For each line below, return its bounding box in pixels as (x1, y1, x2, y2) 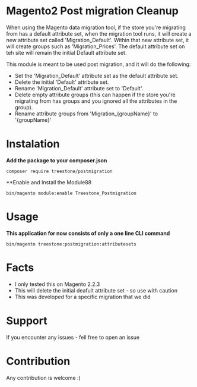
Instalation (6, 137, 60, 151)
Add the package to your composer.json (6, 156, 107, 164)
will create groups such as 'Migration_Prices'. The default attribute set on (6, 43, 185, 50)
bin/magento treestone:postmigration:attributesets (6, 241, 136, 247)
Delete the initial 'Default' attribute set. (14, 78, 109, 86)
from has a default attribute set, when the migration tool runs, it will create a (6, 30, 192, 37)
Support (6, 314, 47, 328)
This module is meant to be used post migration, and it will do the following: (6, 61, 191, 68)
